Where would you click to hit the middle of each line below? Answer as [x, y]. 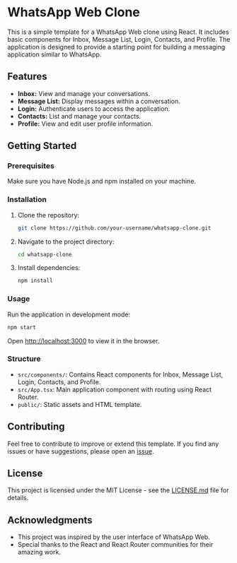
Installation [27, 200]
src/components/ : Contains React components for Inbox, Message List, [120, 374]
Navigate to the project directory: [66, 242]
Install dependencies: [49, 268]
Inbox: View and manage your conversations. [84, 93]
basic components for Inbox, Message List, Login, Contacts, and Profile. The [119, 39]
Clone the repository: [48, 215]
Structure [24, 359]
